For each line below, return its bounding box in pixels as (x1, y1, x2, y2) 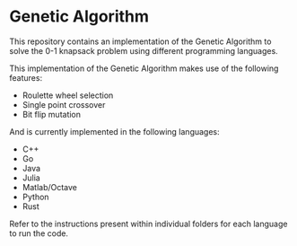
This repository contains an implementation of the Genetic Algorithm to (9, 36, 272, 47)
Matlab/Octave (22, 181, 78, 192)
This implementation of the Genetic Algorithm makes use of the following (9, 63, 279, 74)
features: (9, 72, 43, 83)
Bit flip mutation (22, 109, 82, 119)
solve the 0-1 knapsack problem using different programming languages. (9, 45, 278, 56)
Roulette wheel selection (22, 90, 114, 101)
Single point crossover (22, 99, 106, 110)
